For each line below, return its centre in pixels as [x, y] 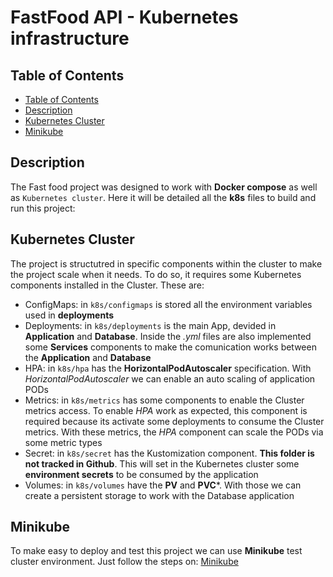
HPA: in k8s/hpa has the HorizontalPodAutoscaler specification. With [168, 368]
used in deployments [69, 315]
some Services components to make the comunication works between [170, 347]
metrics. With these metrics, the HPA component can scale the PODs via [174, 432]
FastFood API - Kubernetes [124, 17]
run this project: [43, 208]
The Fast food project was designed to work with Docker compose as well [164, 187]
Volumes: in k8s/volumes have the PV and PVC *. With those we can [163, 485]
